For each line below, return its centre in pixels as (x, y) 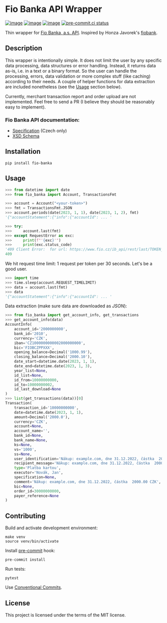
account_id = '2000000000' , (41, 329)
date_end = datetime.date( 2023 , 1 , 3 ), (53, 366)
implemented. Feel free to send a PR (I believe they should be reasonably (80, 102)
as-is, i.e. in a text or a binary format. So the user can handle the (71, 71)
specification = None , (35, 477)
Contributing (25, 516)
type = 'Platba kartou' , (38, 468)
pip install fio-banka (29, 163)
